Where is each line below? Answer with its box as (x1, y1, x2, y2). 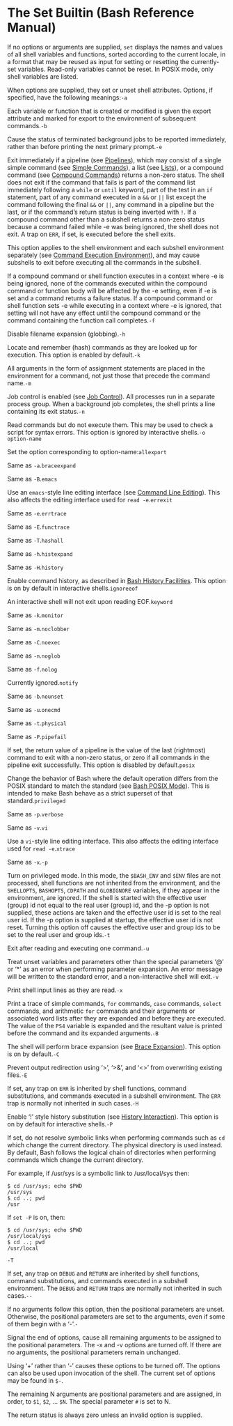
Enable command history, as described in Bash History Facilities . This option (7, 576, 226, 584)
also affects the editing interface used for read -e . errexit (7, 495, 172, 504)
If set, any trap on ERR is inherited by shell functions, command (7, 1084, 186, 1092)
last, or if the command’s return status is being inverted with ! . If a (7, 208, 197, 216)
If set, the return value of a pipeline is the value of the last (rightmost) (7, 745, 207, 754)
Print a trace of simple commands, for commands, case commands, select (7, 999, 222, 1007)
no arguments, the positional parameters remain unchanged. (7, 1348, 181, 1356)
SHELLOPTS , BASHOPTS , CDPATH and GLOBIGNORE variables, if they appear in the (7, 886, 220, 894)
